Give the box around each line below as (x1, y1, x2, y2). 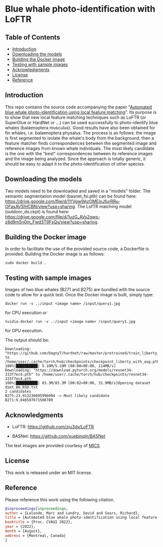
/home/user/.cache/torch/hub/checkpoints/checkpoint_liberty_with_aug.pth (5, 359, 160, 365)
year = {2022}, (5, 524, 36, 529)
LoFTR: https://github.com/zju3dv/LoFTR (12, 424, 94, 430)
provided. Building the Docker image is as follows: (5, 251, 105, 257)
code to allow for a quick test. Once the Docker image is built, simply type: (5, 292, 154, 298)
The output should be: (5, 337, 49, 343)
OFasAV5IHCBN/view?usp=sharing (5, 203, 75, 209)
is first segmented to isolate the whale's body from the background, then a (5, 135, 154, 141)
